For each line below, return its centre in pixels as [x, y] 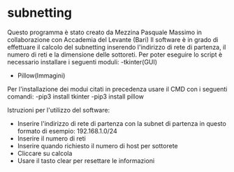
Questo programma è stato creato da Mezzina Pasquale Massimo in [105, 32]
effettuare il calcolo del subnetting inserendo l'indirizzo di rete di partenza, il [117, 47]
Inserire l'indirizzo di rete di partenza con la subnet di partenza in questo [122, 123]
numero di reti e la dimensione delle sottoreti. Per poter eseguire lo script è [115, 55]
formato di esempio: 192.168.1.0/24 [67, 131]
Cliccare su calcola [45, 153]
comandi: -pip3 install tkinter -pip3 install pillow [76, 96]
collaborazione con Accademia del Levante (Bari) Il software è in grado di [113, 39]
